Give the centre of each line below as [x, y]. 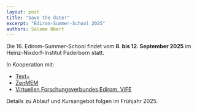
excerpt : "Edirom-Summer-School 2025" [56, 23]
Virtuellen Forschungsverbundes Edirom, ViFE [73, 90]
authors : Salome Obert [35, 29]
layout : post [23, 12]
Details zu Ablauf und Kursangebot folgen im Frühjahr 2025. [82, 101]
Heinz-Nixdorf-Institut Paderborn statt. [55, 53]
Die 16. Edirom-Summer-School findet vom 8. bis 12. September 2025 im [99, 46]
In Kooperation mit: [30, 65]
